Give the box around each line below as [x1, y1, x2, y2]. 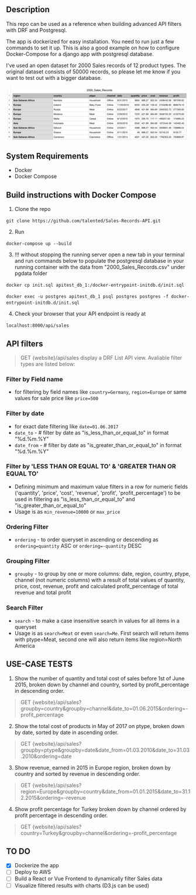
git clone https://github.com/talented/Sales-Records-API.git [6, 218, 161, 224]
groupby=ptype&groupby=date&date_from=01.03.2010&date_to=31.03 [20, 746, 190, 753]
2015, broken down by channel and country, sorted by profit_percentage [14, 681, 190, 688]
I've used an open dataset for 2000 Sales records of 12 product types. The [6, 62, 186, 69]
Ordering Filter [6, 522, 49, 531]
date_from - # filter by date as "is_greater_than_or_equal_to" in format [14, 441, 182, 448]
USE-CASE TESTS [6, 659, 73, 669]
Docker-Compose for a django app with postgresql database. [6, 50, 154, 58]
